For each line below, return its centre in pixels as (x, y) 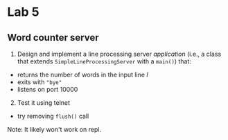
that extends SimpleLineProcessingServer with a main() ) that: (104, 61)
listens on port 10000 (47, 89)
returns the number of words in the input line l (82, 74)
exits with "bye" (40, 82)
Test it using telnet (44, 103)
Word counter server (53, 38)
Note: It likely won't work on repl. (54, 129)
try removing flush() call (53, 116)
